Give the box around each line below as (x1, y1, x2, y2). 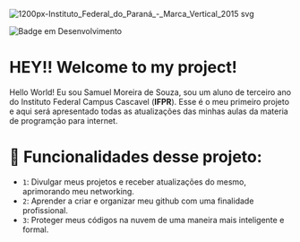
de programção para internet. (9, 115, 118, 125)
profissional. (21, 204, 69, 215)
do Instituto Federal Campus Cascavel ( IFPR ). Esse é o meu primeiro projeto (9, 96, 289, 107)
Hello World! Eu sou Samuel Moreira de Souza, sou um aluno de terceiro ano (9, 86, 292, 98)
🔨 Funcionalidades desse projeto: (9, 147, 262, 168)
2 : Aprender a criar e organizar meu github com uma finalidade (21, 195, 254, 206)
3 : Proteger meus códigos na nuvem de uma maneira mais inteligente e (21, 214, 285, 225)
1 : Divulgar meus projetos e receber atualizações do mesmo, (21, 176, 247, 187)
